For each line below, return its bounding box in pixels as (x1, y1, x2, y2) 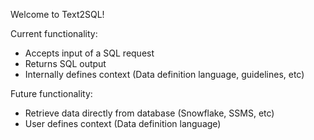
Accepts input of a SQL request (24, 47, 155, 59)
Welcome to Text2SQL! (10, 9, 105, 20)
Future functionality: (10, 88, 93, 99)
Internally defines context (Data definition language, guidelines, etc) (24, 69, 305, 80)
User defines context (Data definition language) (24, 118, 222, 129)
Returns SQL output (24, 58, 107, 69)
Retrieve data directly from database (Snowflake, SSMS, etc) (24, 107, 275, 119)
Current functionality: (10, 28, 98, 39)
